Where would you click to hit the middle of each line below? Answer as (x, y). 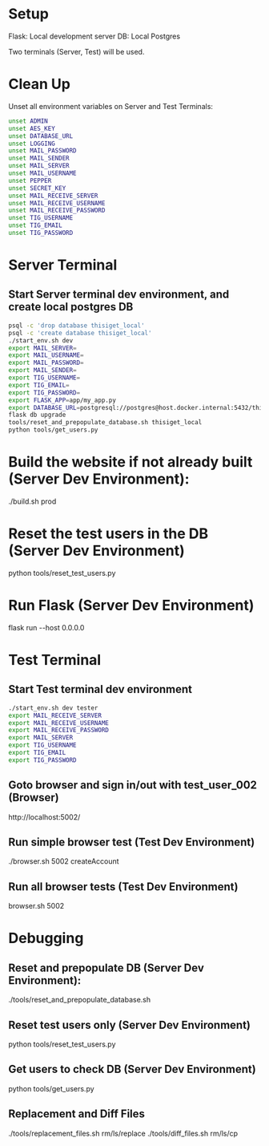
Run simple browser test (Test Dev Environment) (132, 842)
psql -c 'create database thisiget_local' (80, 333)
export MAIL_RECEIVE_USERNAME (59, 723)
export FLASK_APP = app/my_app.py (62, 400)
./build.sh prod (32, 501)
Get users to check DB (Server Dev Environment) (132, 1069)
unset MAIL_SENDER (39, 158)
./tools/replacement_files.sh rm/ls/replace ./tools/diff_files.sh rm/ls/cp (123, 1133)
